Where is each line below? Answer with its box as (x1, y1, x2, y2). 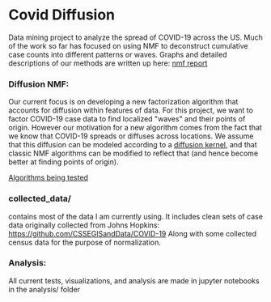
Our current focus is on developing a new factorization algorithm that (8, 97, 239, 107)
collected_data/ (8, 193, 71, 204)
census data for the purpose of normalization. (8, 237, 162, 247)
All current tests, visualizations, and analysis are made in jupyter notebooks (8, 275, 260, 285)
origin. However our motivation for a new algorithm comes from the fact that (8, 123, 263, 133)
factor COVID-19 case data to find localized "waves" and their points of (8, 114, 246, 124)
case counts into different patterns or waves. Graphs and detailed (8, 49, 227, 59)
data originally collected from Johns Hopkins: (8, 220, 160, 230)
